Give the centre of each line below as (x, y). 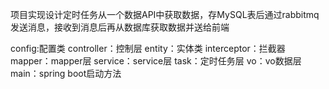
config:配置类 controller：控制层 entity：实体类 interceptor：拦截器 (148, 48)
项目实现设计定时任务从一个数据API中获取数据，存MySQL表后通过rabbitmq (165, 14)
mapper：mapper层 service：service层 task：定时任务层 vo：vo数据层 (156, 61)
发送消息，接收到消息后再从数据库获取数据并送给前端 (120, 27)
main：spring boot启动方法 (66, 73)
